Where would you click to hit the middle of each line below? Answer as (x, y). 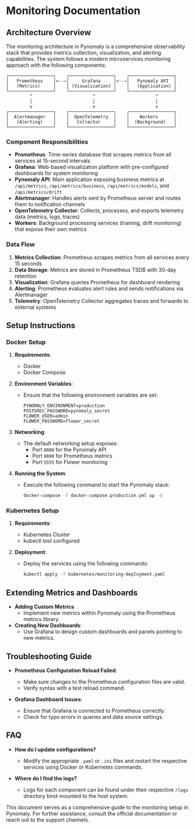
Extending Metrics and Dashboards (72, 593)
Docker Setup (26, 342)
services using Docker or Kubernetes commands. (83, 767)
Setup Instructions (41, 325)
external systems (35, 307)
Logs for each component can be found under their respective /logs (106, 790)
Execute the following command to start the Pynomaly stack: (96, 485)
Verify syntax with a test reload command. (74, 688)
